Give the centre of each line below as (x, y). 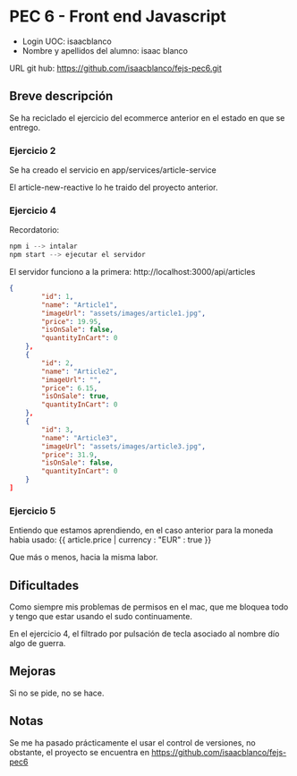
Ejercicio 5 (33, 510)
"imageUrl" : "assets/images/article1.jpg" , (123, 313)
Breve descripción (61, 96)
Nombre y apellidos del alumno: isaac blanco (105, 50)
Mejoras (33, 672)
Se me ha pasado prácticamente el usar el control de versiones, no (133, 742)
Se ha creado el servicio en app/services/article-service (113, 170)
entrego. (25, 127)
